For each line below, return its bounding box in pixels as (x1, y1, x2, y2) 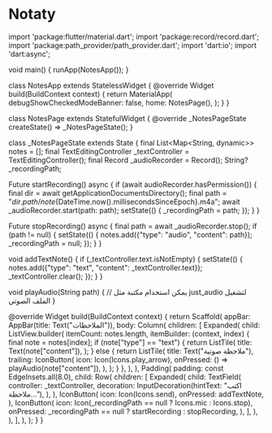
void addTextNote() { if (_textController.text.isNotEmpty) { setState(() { (8, 253, 244, 264)
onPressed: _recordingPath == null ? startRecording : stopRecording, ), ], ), (8, 406, 258, 416)
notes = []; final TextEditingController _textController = (8, 146, 190, 156)
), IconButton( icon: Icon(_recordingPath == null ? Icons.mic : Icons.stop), (8, 397, 253, 407)
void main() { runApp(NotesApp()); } (8, 64, 129, 74)
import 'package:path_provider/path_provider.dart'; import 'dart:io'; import (8, 40, 257, 50)
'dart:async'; (8, 49, 51, 58)
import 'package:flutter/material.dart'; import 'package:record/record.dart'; (8, 32, 260, 41)
